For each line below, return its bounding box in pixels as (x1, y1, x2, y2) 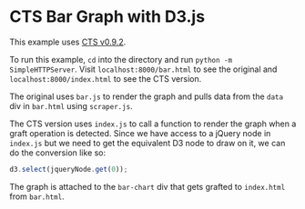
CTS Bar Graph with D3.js (9, 6, 206, 27)
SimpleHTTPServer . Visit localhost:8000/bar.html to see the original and (9, 64, 278, 75)
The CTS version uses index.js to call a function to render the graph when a (9, 118, 297, 129)
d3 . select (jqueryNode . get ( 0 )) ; (9, 164, 128, 174)
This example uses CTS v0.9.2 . (9, 36, 127, 47)
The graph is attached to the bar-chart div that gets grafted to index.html (9, 181, 286, 192)
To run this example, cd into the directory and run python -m (9, 54, 233, 65)
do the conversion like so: (9, 147, 107, 158)
